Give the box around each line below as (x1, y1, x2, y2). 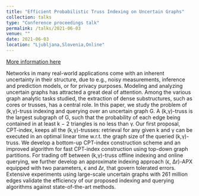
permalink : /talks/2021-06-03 (6, 25, 81, 31)
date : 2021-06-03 (6, 36, 49, 42)
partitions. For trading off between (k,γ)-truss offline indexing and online (6, 151, 184, 159)
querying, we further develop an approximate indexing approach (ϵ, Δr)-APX (6, 158, 193, 165)
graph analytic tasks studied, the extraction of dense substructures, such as (6, 94, 193, 102)
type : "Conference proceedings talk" (6, 20, 100, 26)
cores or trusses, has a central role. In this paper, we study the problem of (6, 101, 187, 108)
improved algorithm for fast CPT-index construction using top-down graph (6, 145, 188, 152)
